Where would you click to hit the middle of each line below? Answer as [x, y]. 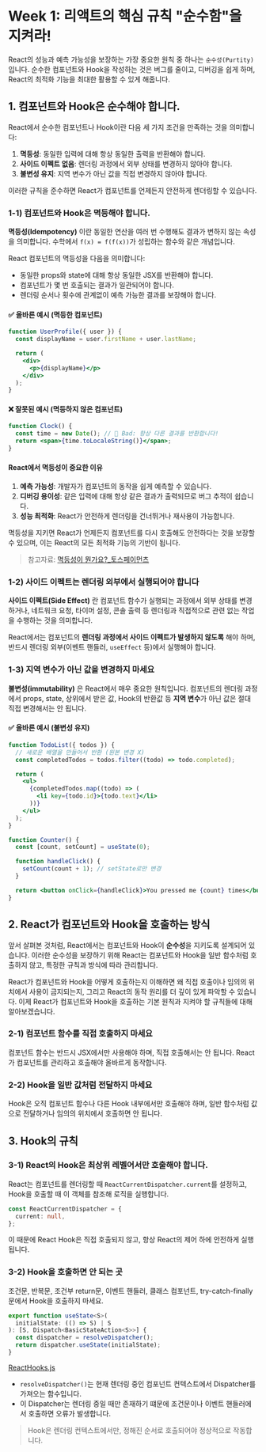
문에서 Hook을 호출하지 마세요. [56, 1300]
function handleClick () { [58, 862]
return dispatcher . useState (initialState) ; [88, 1345]
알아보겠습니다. [32, 1011]
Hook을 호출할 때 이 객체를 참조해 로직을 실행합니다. [89, 1194]
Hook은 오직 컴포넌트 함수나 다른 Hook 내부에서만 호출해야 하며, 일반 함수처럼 [129, 1104]
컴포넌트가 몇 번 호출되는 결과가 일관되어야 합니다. [97, 285]
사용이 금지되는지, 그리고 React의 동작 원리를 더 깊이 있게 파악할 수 [132, 991]
